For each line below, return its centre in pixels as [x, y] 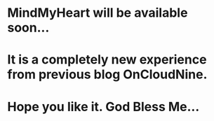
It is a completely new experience [107, 60]
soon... [28, 28]
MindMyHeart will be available [98, 13]
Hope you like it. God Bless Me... [103, 107]
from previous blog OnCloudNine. [107, 74]
